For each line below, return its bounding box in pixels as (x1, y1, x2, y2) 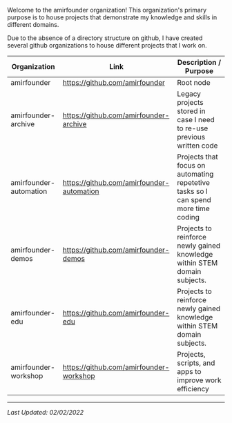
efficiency (177, 384, 209, 393)
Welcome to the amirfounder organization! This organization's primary (7, 6, 207, 14)
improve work (177, 375, 222, 385)
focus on (177, 161, 206, 170)
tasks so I (177, 186, 209, 196)
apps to (177, 367, 202, 376)
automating (177, 169, 214, 179)
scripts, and (177, 358, 215, 368)
